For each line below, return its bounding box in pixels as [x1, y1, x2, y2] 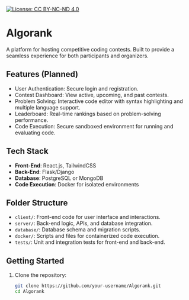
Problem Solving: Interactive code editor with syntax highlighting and [14, 98, 183, 105]
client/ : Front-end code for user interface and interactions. [14, 214, 161, 221]
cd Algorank [14, 289, 44, 295]
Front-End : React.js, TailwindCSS [14, 162, 97, 169]
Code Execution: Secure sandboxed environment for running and [14, 122, 174, 130]
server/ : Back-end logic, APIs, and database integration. [14, 220, 153, 227]
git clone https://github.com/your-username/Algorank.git [14, 283, 161, 289]
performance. [14, 116, 49, 124]
